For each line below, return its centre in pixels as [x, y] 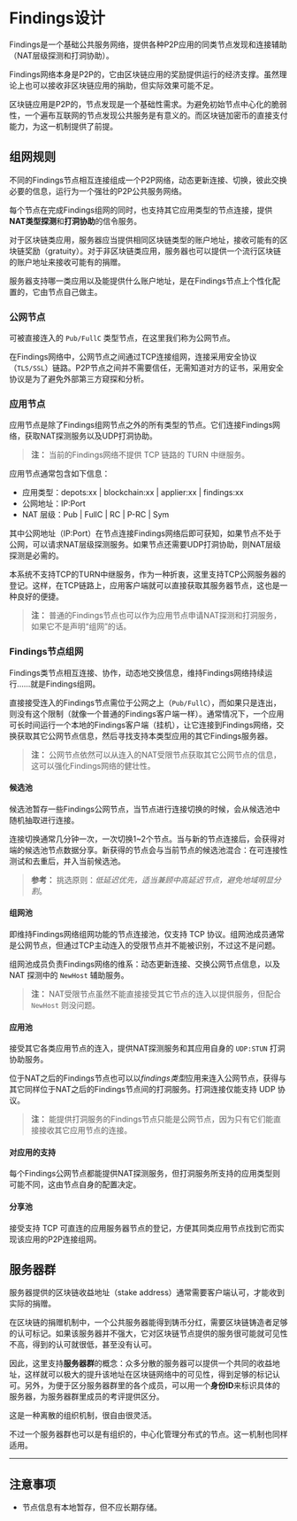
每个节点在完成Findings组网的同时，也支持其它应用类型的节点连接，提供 [141, 210]
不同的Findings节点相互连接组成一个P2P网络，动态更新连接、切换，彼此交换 [148, 180]
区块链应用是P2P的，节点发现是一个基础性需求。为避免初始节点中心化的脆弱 [148, 104]
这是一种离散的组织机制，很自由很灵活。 [83, 1416]
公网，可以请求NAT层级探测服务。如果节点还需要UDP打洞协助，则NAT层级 [145, 545]
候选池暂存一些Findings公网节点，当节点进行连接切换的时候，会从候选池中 [145, 809]
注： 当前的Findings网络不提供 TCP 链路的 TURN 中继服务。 [140, 455]
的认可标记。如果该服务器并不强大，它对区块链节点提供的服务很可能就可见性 [148, 1333]
